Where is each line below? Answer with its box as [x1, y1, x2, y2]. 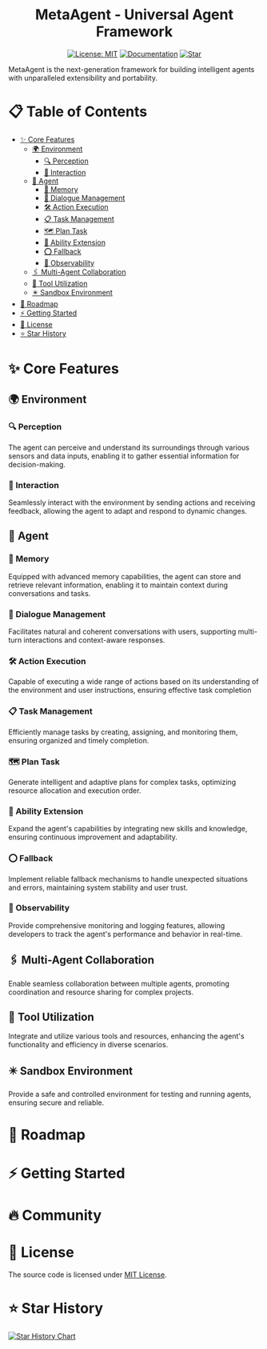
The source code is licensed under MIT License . [8, 1270, 167, 1279]
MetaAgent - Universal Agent [34, 6, 234, 24]
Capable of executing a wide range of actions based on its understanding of [8, 677, 259, 687]
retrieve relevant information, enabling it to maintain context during [8, 580, 229, 590]
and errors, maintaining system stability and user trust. [8, 883, 189, 892]
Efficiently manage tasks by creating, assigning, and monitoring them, [8, 727, 238, 737]
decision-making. [8, 459, 66, 469]
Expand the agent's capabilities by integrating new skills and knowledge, [8, 824, 248, 834]
